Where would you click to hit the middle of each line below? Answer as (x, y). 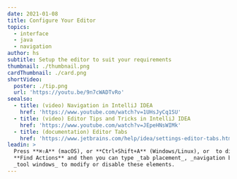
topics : (19, 27)
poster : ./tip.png (41, 86)
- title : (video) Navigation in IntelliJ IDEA (83, 106)
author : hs (23, 54)
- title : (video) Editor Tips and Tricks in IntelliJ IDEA (102, 118)
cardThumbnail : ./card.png (47, 73)
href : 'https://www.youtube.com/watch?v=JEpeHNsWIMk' (101, 125)
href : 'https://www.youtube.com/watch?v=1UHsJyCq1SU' (101, 112)
